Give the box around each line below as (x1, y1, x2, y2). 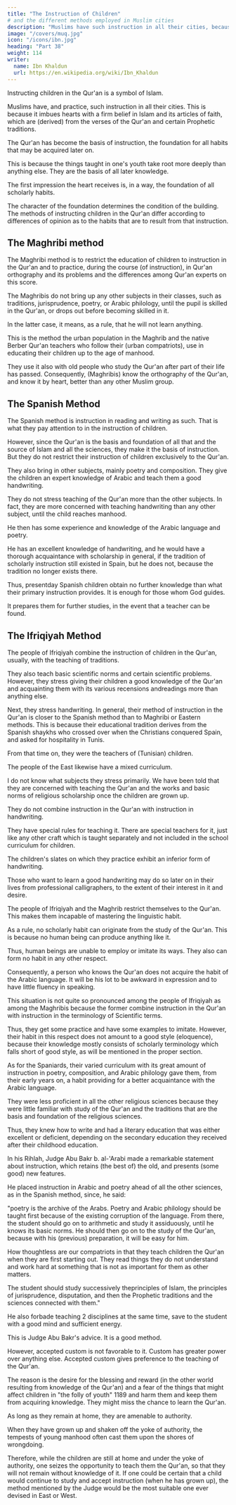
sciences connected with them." (7, 1298, 100, 1306)
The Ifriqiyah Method (7, 629, 102, 641)
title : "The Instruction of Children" (7, 10, 121, 18)
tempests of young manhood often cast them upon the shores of (7, 1432, 195, 1441)
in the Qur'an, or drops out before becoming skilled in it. (7, 307, 169, 315)
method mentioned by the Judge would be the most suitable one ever (7, 1483, 209, 1492)
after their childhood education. (7, 1140, 98, 1149)
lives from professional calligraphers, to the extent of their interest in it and (7, 883, 223, 891)
